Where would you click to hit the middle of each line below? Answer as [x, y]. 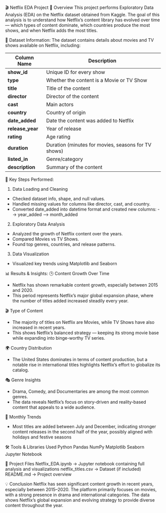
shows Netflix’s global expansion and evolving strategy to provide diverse [80, 500]
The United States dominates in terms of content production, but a [80, 359]
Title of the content [68, 88]
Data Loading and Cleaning [40, 189]
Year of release [64, 129]
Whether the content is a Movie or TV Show [97, 80]
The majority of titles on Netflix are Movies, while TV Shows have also [83, 322]
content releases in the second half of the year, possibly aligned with [82, 432]
